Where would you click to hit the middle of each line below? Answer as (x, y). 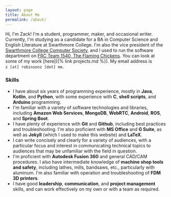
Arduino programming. (37, 102)
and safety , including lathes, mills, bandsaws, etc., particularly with (83, 167)
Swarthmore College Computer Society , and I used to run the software (79, 50)
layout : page (19, 10)
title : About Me (22, 15)
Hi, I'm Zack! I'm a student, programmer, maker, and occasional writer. (79, 34)
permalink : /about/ (26, 19)
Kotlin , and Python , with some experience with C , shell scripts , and (84, 96)
